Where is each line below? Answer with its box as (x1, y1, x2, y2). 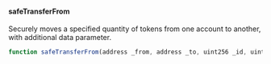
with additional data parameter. (8, 33, 111, 42)
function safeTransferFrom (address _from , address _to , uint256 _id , (8, 48, 248, 56)
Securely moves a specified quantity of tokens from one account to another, (8, 24, 261, 34)
